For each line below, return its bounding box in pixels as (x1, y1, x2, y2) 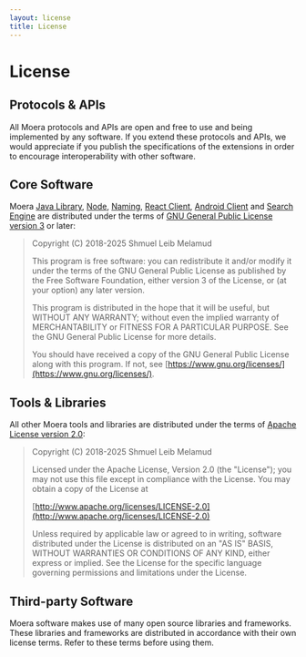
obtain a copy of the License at (31, 484, 148, 495)
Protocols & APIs (9, 98, 107, 113)
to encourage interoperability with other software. (9, 150, 196, 161)
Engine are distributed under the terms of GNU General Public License (9, 210, 273, 221)
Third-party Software (9, 593, 134, 609)
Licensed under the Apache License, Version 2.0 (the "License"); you (31, 464, 292, 475)
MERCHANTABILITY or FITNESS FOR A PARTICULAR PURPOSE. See (31, 322, 289, 333)
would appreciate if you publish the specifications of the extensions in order (9, 140, 295, 151)
